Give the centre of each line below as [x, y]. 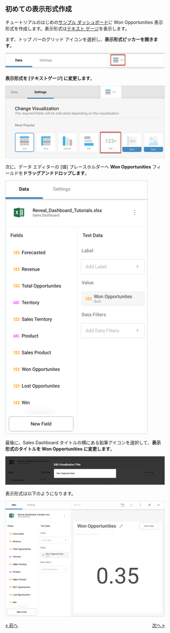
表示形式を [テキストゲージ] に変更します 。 [50, 78]
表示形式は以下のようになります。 [40, 494]
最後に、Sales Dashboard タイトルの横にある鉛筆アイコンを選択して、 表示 [83, 442]
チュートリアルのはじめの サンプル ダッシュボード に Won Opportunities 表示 [84, 22]
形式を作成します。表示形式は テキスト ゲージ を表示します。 [68, 28]
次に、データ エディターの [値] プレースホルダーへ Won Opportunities [78, 166]
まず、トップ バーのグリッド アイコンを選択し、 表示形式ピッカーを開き [79, 39]
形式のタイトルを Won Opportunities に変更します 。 [60, 449]
